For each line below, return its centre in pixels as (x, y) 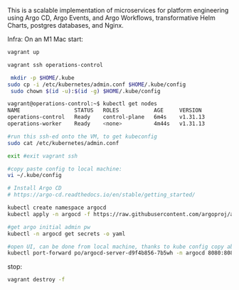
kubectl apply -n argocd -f (49, 214)
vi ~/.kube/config (34, 176)
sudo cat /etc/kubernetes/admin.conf (63, 143)
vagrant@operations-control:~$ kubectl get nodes (83, 104)
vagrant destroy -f (36, 280)
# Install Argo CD (34, 188)
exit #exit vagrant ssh (43, 156)
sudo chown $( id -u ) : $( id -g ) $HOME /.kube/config (85, 91)
